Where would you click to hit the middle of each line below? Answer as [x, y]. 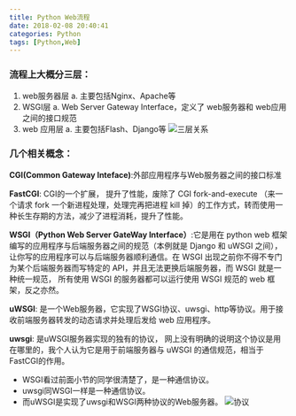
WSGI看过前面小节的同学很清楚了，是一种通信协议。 [118, 379]
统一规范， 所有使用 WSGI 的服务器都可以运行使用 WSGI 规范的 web [141, 279]
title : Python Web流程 [50, 17]
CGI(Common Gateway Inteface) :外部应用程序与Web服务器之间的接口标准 [145, 174]
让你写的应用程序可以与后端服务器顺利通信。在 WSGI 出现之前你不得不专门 [146, 257]
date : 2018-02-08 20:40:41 [59, 26]
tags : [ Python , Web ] [45, 42]
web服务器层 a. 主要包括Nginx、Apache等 [99, 96]
